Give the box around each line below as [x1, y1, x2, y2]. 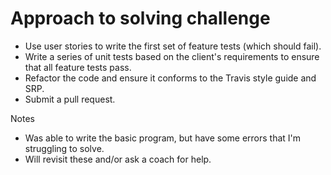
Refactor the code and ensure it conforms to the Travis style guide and [24, 72, 317, 84]
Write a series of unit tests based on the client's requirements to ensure [24, 50, 320, 62]
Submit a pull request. [24, 93, 116, 105]
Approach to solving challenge [10, 7, 271, 30]
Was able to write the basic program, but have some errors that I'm [24, 132, 302, 144]
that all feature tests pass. [24, 61, 132, 73]
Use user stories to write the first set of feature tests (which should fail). [24, 40, 322, 52]
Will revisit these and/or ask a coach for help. [24, 153, 212, 165]
